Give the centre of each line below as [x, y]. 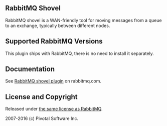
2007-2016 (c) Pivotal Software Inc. [42, 118]
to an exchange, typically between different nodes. [58, 25]
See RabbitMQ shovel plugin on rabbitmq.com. [53, 81]
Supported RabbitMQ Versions [54, 41]
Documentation [30, 69]
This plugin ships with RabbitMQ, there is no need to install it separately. [79, 53]
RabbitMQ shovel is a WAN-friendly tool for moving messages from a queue [83, 20]
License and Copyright [41, 97]
